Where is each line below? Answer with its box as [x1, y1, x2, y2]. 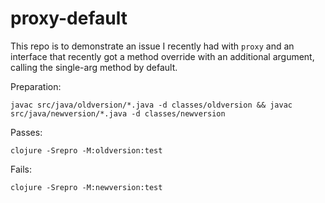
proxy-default [10, 7, 128, 30]
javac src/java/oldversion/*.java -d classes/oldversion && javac [10, 100, 293, 110]
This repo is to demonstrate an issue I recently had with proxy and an [10, 40, 295, 52]
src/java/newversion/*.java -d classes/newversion [10, 108, 226, 119]
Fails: [10, 163, 32, 175]
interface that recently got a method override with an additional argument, [10, 50, 315, 62]
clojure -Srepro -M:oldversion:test [10, 145, 163, 156]
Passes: [10, 126, 43, 138]
